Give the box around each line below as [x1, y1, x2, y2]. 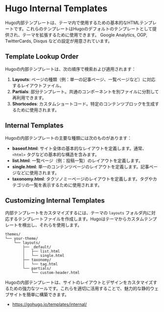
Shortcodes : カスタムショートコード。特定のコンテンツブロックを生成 [12, 101, 155, 106]
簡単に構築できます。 [26, 291, 70, 298]
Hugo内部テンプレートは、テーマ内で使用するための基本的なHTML [5, 20, 140, 25]
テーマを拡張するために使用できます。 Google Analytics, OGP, [22, 32, 148, 38]
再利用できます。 [12, 95, 47, 101]
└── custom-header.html [31, 270, 80, 275]
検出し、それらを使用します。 [22, 222, 82, 228]
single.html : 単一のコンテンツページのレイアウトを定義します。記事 [12, 164, 149, 169]
